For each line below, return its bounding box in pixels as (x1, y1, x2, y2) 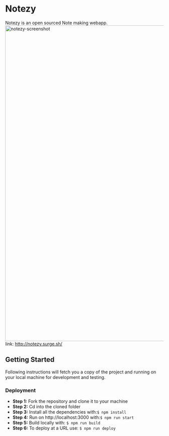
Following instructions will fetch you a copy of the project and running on (5, 369, 156, 375)
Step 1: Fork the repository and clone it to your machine (12, 398, 128, 404)
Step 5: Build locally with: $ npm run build (12, 420, 101, 426)
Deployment (5, 387, 36, 394)
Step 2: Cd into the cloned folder (12, 404, 81, 410)
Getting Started (5, 355, 55, 364)
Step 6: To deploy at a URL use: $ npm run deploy (12, 425, 116, 431)
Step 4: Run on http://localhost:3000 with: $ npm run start (12, 414, 134, 420)
